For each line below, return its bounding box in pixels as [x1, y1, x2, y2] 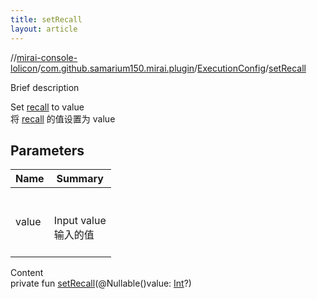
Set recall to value [10, 101, 85, 113]
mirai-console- [16, 51, 78, 63]
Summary [56, 172, 104, 186]
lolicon [10, 62, 38, 74]
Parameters [10, 142, 85, 159]
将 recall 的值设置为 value [10, 112, 116, 125]
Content [10, 267, 44, 279]
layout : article [10, 24, 78, 34]
